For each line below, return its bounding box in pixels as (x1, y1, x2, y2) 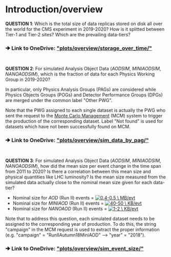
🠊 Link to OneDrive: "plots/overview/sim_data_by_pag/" (5, 136, 149, 144)
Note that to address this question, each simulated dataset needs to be (5, 215, 155, 222)
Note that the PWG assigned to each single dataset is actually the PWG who (5, 107, 165, 113)
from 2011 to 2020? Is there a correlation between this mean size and (5, 168, 151, 175)
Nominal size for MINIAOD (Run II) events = (12, 200, 104, 206)
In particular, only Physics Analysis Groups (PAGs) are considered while (5, 86, 156, 93)
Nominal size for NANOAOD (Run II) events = (12, 206, 108, 212)
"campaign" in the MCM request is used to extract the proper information (5, 227, 160, 233)
